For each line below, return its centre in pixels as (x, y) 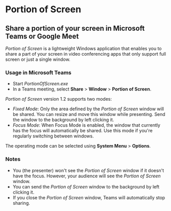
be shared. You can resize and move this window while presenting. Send (89, 114)
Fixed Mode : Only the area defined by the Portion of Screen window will (88, 109)
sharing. (21, 203)
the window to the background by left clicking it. (63, 120)
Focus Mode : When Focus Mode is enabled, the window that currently (87, 125)
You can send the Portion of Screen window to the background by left (86, 186)
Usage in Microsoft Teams (38, 73)
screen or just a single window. (38, 59)
